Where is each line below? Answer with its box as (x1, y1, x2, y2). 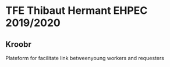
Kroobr (5, 39, 31, 49)
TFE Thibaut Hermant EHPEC (5, 4, 148, 17)
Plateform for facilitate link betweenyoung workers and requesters (5, 55, 164, 61)
